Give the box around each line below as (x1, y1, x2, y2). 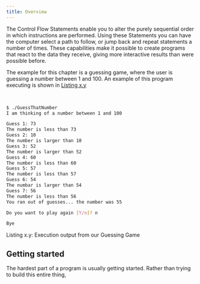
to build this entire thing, (6, 271, 67, 279)
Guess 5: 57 (6, 165, 36, 171)
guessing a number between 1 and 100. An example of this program (6, 75, 173, 82)
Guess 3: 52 (6, 143, 36, 149)
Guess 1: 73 (6, 121, 36, 127)
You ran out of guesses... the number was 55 (6, 199, 122, 205)
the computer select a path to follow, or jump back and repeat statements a (6, 38, 192, 45)
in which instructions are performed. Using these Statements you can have (6, 31, 192, 39)
